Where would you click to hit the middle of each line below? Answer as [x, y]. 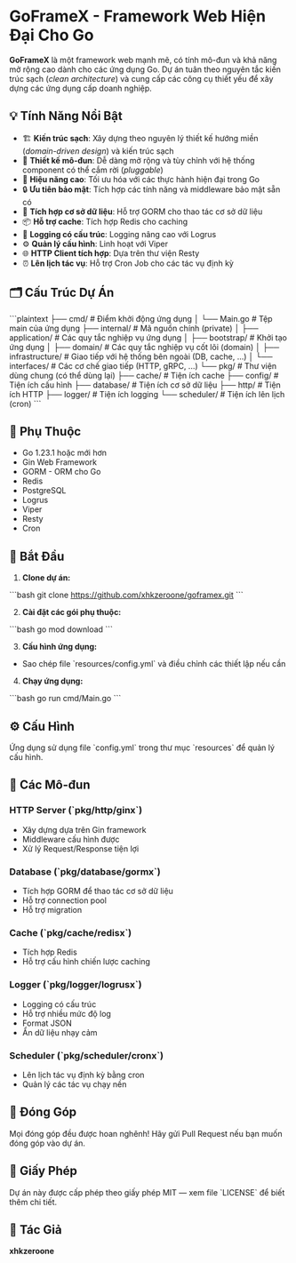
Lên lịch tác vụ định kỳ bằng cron [83, 1075]
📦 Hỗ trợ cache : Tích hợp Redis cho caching [105, 221]
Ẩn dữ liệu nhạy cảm [60, 1032]
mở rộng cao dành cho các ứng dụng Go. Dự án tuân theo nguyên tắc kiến [145, 69]
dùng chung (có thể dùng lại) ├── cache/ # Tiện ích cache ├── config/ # [144, 375]
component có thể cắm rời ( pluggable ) [93, 170]
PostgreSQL [44, 491]
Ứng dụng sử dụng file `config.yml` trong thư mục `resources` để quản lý [142, 747]
